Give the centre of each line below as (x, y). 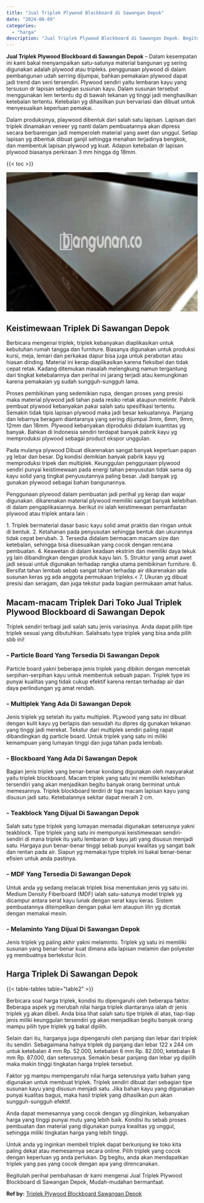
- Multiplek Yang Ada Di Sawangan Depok (69, 703)
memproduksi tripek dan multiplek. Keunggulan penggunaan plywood (93, 463)
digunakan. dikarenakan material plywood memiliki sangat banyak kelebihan (101, 501)
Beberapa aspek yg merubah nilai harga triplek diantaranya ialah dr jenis (97, 1007)
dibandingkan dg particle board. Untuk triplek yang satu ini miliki (87, 736)
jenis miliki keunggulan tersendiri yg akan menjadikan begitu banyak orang (100, 1020)
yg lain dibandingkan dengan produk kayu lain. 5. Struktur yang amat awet (99, 558)
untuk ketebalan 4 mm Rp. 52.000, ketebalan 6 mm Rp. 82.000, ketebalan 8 (101, 1051)
